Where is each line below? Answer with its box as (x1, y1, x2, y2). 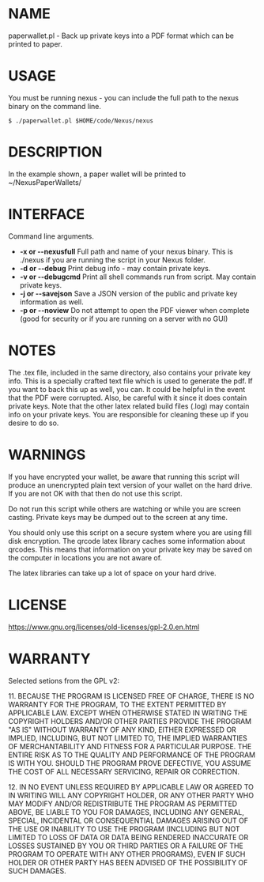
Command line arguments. (8, 231, 95, 241)
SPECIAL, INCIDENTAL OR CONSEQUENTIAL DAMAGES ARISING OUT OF (8, 816, 249, 825)
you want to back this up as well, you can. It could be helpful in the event (8, 384, 246, 394)
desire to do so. (8, 418, 59, 428)
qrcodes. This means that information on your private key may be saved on (8, 545, 253, 554)
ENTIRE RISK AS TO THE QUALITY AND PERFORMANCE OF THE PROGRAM (8, 750, 255, 759)
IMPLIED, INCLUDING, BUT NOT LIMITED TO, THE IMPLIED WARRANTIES (8, 733, 247, 743)
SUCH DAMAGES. (8, 866, 66, 876)
